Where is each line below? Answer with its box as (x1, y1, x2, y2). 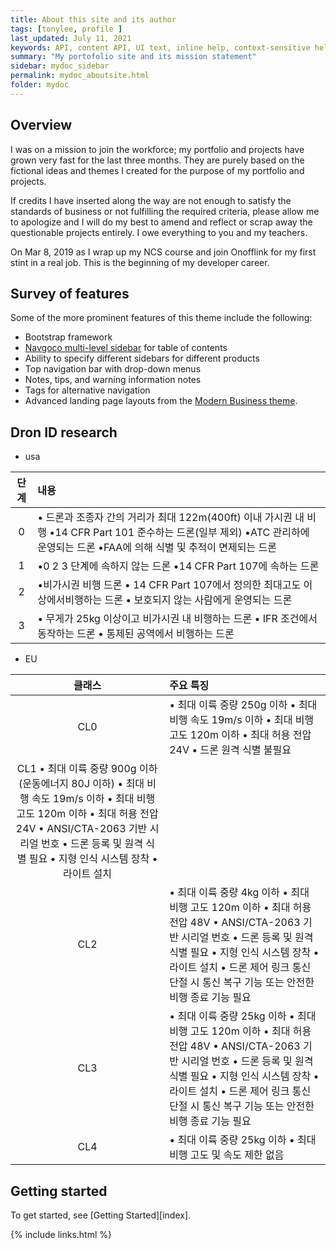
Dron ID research (10, 424, 118, 441)
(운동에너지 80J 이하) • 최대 (18, 777, 145, 791)
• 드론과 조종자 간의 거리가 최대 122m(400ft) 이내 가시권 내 (37, 511, 305, 525)
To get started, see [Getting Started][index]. (10, 1209, 192, 1221)
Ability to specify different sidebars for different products (24, 352, 260, 365)
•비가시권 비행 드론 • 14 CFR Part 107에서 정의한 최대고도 (37, 578, 302, 592)
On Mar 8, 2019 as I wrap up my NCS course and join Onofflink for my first (10, 246, 317, 258)
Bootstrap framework (24, 331, 113, 343)
